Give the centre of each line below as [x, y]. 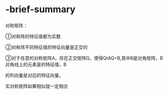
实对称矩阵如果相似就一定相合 [37, 86]
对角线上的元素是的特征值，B [36, 64]
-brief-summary [40, 9]
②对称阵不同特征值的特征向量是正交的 [46, 48]
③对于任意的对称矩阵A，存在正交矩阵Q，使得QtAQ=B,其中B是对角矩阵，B [84, 58]
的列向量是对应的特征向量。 [34, 76]
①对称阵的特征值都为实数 [33, 36]
